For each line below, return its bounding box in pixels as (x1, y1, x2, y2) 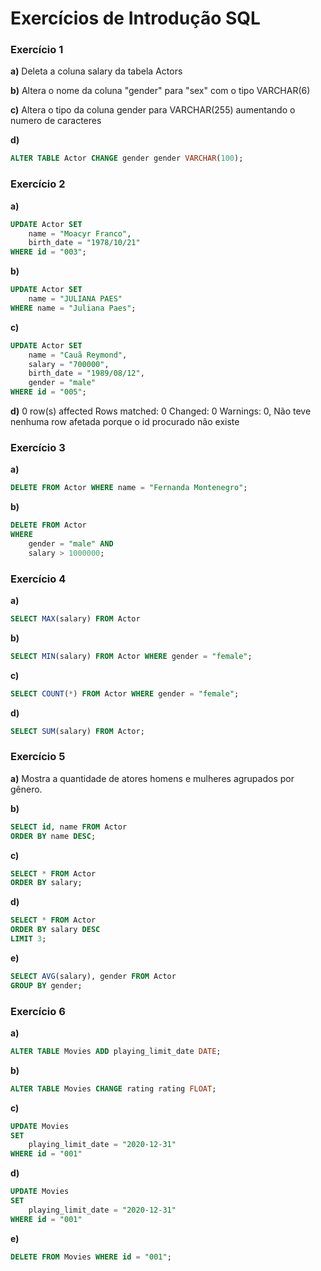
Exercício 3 (10, 440, 66, 454)
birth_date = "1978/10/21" (28, 238, 141, 248)
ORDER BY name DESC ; (10, 831, 97, 841)
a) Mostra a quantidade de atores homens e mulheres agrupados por (10, 772, 295, 784)
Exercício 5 (10, 750, 66, 764)
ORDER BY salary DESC (10, 925, 101, 935)
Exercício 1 (10, 43, 64, 57)
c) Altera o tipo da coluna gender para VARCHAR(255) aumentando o (10, 104, 296, 116)
